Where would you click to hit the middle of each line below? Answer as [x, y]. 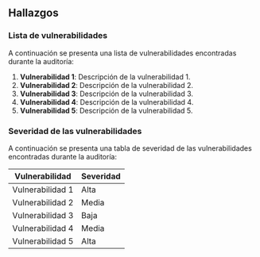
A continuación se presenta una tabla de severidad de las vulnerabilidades [130, 148]
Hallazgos [33, 13]
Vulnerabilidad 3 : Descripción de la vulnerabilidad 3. [106, 94]
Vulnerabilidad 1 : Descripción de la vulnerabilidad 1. [105, 77]
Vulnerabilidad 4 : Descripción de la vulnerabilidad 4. [107, 102]
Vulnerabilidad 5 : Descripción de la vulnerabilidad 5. [106, 110]
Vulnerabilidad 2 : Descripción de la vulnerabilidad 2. [106, 85]
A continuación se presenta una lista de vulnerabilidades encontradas [122, 53]
